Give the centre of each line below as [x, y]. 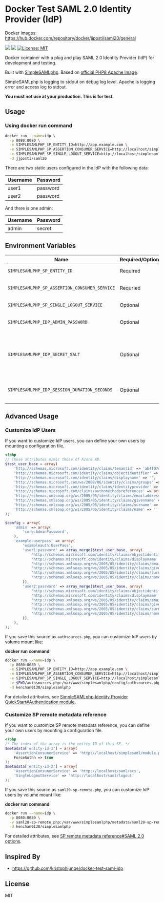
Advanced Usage [32, 416]
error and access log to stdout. [36, 87]
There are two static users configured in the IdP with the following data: [77, 168]
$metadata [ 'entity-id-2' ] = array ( [41, 767]
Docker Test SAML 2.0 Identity [68, 9]
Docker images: [21, 33]
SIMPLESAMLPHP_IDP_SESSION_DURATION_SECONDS [60, 390]
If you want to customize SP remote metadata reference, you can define [77, 725]
